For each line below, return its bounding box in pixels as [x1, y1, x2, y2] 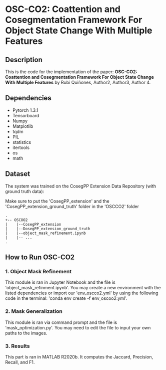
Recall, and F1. [5, 359, 35, 365]
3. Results [5, 342, 30, 349]
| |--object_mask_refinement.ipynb [5, 231, 86, 236]
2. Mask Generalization [5, 308, 62, 315]
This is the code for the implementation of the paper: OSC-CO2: [5, 69, 137, 75]
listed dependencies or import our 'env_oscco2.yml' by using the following [5, 290, 158, 296]
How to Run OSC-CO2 [5, 253, 75, 262]
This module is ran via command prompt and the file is [5, 319, 117, 325]
